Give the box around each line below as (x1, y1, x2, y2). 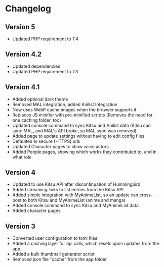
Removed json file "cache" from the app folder (12, 256, 107, 263)
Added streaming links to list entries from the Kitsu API (12, 187, 123, 193)
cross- (139, 192, 153, 198)
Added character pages (12, 208, 61, 214)
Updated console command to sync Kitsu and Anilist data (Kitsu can (12, 122, 151, 128)
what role (12, 154, 32, 160)
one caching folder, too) (12, 117, 61, 123)
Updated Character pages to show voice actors (12, 143, 109, 149)
